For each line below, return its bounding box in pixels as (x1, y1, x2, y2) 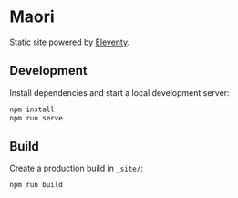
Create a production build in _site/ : (9, 162, 143, 174)
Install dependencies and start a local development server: (9, 87, 230, 98)
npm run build (9, 181, 64, 190)
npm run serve (9, 113, 64, 122)
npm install (9, 105, 55, 114)
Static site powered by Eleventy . (9, 36, 130, 47)
